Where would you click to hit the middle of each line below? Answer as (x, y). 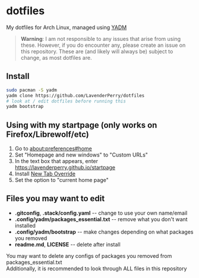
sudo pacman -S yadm (32, 90)
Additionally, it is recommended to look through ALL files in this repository (97, 269)
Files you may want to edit (56, 199)
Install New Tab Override (45, 174)
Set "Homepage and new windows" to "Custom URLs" (81, 155)
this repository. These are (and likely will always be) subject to (97, 51)
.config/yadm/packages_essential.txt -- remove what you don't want (101, 219)
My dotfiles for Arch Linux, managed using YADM (67, 27)
